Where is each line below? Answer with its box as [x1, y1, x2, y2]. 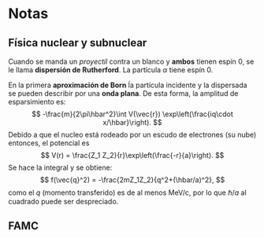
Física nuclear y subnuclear [8, 36, 147, 49]
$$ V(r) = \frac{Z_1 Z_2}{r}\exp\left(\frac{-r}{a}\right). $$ [40, 151, 225, 159]
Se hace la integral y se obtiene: [8, 163, 113, 172]
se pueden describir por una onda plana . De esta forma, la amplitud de [8, 89, 239, 98]
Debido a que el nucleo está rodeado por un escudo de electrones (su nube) [8, 130, 257, 139]
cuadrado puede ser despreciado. [8, 197, 119, 206]
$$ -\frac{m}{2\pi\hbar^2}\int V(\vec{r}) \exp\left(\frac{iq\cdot [31, 109, 234, 119]
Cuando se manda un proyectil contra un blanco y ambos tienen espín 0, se [8, 57, 255, 66]
